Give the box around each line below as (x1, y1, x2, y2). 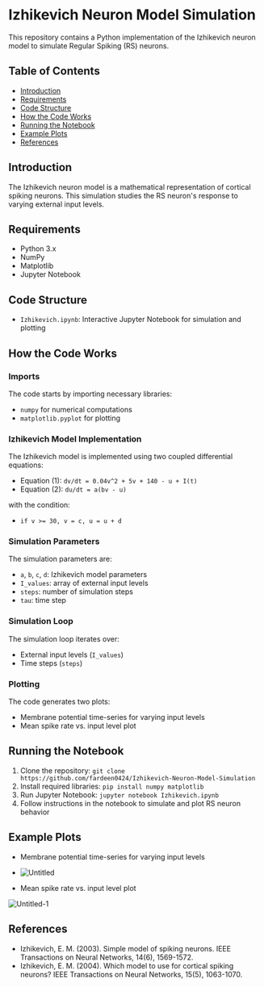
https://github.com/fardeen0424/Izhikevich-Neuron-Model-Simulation (19, 774, 256, 782)
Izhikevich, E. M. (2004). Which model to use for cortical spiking (19, 960, 234, 970)
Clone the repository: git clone (19, 765, 125, 776)
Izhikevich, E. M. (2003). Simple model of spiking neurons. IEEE (19, 943, 232, 953)
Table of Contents (8, 65, 101, 78)
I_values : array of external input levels (19, 579, 149, 588)
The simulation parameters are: (8, 554, 112, 564)
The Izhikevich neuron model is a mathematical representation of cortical (8, 182, 252, 191)
